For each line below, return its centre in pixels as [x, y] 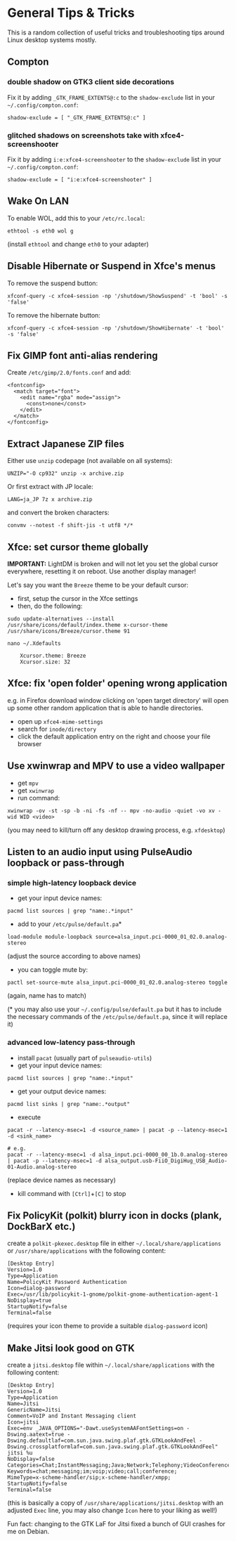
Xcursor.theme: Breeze [53, 656]
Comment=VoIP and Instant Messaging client [72, 1416]
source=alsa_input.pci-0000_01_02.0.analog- [162, 937]
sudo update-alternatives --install [61, 619]
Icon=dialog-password [39, 1288]
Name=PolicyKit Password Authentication [67, 1282]
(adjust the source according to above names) [74, 956]
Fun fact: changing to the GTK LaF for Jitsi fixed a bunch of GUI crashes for [117, 1524]
